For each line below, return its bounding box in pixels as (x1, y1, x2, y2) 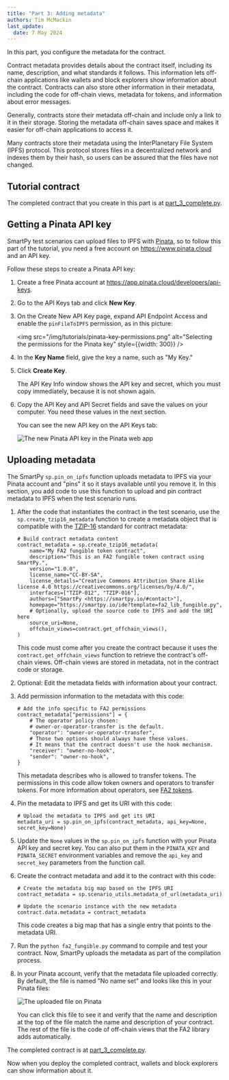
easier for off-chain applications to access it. (7, 126, 133, 134)
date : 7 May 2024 (13, 29, 63, 36)
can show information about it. (7, 1066, 94, 1075)
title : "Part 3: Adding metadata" (7, 10, 106, 17)
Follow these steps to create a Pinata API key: (7, 265, 135, 273)
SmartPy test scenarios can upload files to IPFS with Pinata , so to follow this (7, 237, 221, 245)
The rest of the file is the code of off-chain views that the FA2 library (16, 1025, 211, 1033)
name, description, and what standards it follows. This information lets (7, 69, 205, 77)
